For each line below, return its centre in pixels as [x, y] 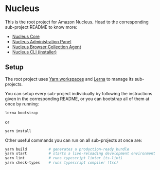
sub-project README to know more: [41, 27]
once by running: [22, 104]
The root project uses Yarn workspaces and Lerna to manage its [69, 79]
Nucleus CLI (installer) [34, 52]
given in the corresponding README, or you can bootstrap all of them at [77, 99]
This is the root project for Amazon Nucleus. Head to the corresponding [77, 22]
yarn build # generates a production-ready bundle [67, 149]
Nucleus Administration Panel [42, 41]
